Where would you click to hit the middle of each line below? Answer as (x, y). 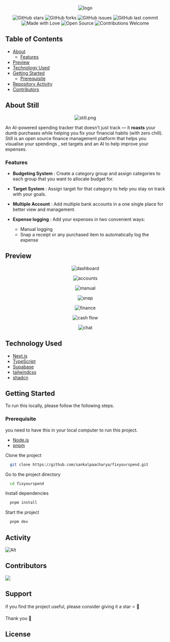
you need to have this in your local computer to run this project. (72, 430)
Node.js (21, 440)
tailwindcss (24, 372)
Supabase (23, 366)
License (18, 634)
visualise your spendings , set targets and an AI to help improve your (77, 144)
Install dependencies (27, 493)
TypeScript (24, 361)
